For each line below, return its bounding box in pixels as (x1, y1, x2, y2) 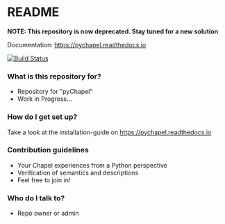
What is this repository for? (7, 71, 102, 81)
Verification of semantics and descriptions (17, 168, 139, 177)
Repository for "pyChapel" (17, 88, 93, 96)
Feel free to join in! (17, 175, 71, 184)
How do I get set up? (7, 112, 78, 122)
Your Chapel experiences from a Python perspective (17, 161, 168, 169)
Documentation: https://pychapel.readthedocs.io (7, 40, 147, 49)
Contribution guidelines (7, 145, 89, 155)
